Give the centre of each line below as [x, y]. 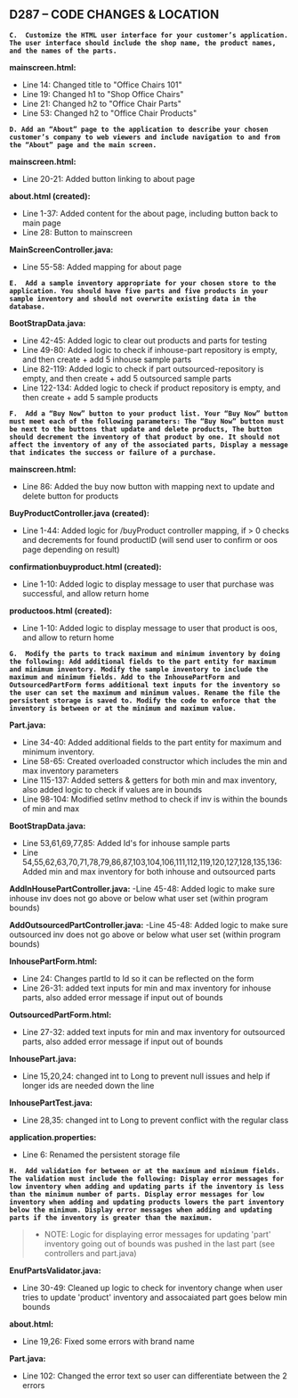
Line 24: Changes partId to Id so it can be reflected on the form [138, 978]
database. [28, 307]
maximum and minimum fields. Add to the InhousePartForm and [125, 677]
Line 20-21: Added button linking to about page [109, 178]
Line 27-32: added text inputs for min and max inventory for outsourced [153, 1032]
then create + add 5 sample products [90, 397]
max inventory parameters [70, 770]
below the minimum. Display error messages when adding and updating [141, 1210]
